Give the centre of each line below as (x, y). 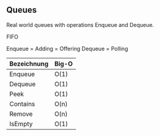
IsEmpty (21, 124)
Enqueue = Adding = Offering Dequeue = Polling (67, 48)
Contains (22, 104)
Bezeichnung (29, 64)
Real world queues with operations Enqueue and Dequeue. (80, 25)
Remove (21, 114)
